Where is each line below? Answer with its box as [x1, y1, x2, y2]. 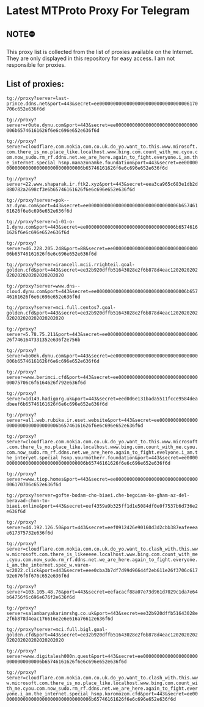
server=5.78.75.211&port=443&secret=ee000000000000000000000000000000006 [6, 331, 199, 337]
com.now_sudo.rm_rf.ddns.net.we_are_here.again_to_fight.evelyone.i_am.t [6, 449, 199, 456]
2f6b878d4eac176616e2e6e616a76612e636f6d [6, 616, 114, 622]
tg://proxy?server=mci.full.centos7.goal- [6, 304, 116, 310]
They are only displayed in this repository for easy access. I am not [6, 55, 175, 62]
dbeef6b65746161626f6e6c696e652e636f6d [6, 401, 108, 407]
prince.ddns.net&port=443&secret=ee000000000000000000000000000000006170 [6, 101, 199, 107]
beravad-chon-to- [6, 497, 51, 503]
